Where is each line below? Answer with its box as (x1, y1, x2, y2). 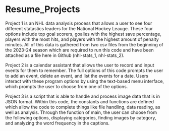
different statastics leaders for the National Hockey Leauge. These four (5, 25, 153, 31)
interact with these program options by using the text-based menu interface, (5, 78, 164, 84)
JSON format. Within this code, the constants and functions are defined (5, 98, 154, 104)
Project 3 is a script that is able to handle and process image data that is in (5, 93, 160, 99)
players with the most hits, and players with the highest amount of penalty (5, 36, 159, 42)
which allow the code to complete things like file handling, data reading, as (5, 104, 160, 110)
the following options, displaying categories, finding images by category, (5, 114, 156, 120)
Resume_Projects (5, 4, 80, 15)
